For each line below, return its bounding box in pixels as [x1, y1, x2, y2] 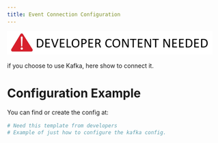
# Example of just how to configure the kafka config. [7, 129, 167, 136]
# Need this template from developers [7, 122, 118, 129]
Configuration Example [7, 86, 141, 101]
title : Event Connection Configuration [7, 11, 121, 18]
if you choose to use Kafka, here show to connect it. [7, 62, 154, 70]
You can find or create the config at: [7, 108, 109, 116]
